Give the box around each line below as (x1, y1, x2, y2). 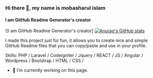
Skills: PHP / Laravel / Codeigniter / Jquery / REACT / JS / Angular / (5, 52, 144, 59)
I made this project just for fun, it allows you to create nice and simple (5, 37, 148, 44)
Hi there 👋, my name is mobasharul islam (5, 4, 106, 11)
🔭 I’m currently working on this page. (12, 67, 88, 74)
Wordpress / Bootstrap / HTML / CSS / (5, 58, 84, 64)
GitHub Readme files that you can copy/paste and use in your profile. (5, 43, 147, 49)
